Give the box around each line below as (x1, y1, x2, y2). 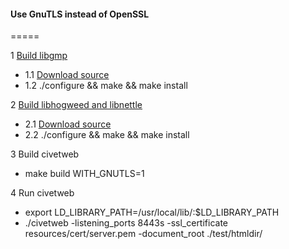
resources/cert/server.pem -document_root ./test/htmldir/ (24, 228, 263, 240)
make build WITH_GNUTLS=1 (24, 168, 145, 180)
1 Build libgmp (10, 50, 68, 62)
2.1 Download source (24, 118, 112, 130)
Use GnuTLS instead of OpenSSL (10, 8, 150, 20)
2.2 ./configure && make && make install (24, 129, 190, 141)
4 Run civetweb (10, 187, 75, 199)
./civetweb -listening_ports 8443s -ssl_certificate (24, 217, 229, 229)
